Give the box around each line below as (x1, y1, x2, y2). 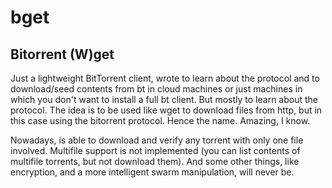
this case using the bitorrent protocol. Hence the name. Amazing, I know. (10, 115, 311, 126)
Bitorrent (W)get (10, 46, 115, 63)
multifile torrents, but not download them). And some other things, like (10, 156, 300, 167)
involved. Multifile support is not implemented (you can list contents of (10, 145, 301, 156)
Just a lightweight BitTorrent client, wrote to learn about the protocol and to (10, 72, 320, 84)
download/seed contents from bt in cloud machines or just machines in (10, 83, 303, 95)
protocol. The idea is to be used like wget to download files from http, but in (10, 104, 323, 116)
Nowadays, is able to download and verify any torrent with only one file (10, 134, 304, 146)
